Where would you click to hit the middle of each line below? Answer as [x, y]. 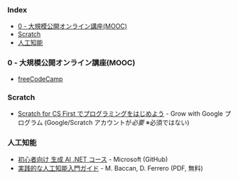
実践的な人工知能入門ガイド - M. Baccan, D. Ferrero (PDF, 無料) [110, 168]
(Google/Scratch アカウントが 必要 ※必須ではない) [117, 122]
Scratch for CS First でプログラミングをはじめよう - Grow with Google [120, 113]
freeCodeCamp [40, 79]
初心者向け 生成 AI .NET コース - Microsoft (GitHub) [93, 159]
